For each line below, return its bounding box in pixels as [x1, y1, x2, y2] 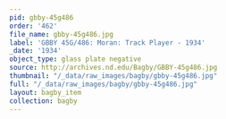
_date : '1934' [9, 47, 63, 55]
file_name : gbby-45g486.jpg [9, 30, 114, 38]
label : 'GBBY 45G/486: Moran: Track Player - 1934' [9, 38, 205, 47]
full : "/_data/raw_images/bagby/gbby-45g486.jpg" [9, 80, 198, 89]
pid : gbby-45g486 [9, 13, 74, 22]
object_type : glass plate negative [9, 55, 142, 64]
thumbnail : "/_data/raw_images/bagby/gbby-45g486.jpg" [9, 72, 218, 81]
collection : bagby [9, 96, 78, 106]
